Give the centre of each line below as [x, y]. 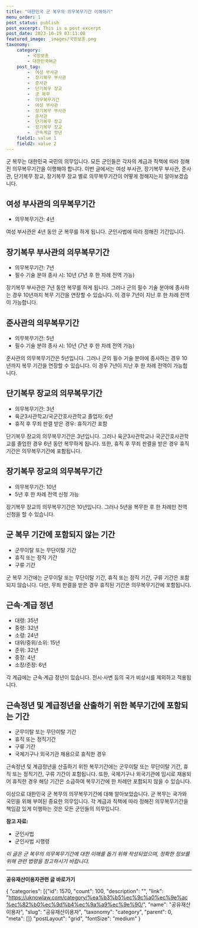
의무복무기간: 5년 [34, 339]
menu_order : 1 [24, 17]
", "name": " [157, 905]
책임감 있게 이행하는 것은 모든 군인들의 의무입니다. [64, 809]
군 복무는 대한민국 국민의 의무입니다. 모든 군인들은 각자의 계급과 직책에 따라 [93, 161]
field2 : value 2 [37, 144]
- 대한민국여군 [42, 61]
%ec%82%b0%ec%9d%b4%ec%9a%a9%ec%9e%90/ [75, 905]
